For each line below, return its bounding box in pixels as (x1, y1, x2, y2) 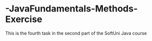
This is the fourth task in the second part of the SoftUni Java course (5, 30, 147, 36)
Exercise (5, 13, 43, 25)
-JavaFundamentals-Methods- (5, 3, 138, 14)
